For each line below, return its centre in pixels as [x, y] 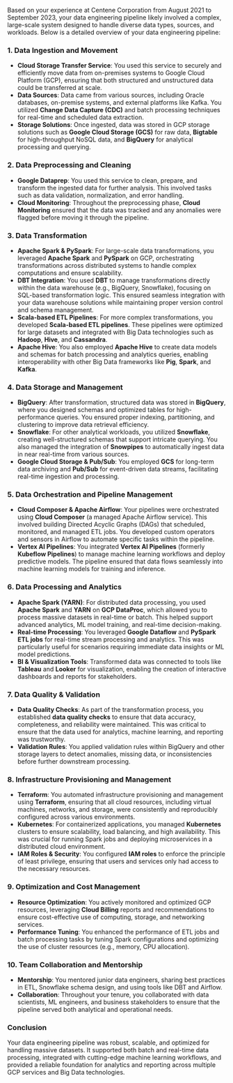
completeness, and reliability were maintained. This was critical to [112, 725]
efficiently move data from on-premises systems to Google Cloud [111, 73]
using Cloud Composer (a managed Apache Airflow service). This [112, 517]
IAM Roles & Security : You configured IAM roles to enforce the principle [121, 854]
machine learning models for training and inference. [91, 569]
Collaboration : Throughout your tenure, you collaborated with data [113, 994]
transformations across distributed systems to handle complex [107, 265]
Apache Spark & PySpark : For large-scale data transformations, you [115, 250]
